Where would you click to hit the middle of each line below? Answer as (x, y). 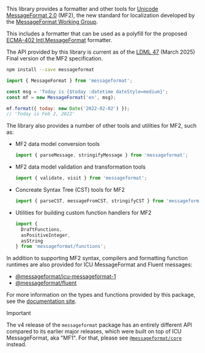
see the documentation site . (42, 301)
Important (19, 313)
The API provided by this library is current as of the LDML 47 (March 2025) (101, 52)
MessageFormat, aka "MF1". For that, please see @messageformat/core (94, 338)
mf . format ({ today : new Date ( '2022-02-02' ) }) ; (68, 108)
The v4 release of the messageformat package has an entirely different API (99, 325)
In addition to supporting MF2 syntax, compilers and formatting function (97, 258)
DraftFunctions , (42, 229)
